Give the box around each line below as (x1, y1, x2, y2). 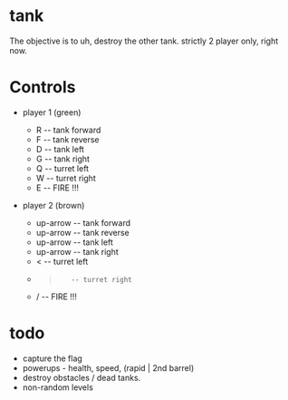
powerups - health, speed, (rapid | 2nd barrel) (22, 362, 195, 373)
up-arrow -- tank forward (35, 217, 131, 228)
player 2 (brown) (22, 200, 85, 210)
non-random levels (22, 382, 93, 393)
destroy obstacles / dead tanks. (22, 372, 141, 383)
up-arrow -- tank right (35, 246, 120, 257)
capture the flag (22, 353, 83, 364)
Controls (9, 77, 76, 98)
